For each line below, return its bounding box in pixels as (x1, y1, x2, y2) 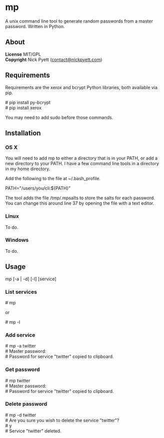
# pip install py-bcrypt (5, 99, 51, 105)
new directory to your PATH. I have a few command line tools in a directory (5, 161, 159, 167)
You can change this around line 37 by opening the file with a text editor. (5, 200, 154, 206)
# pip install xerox (5, 105, 41, 111)
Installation (5, 129, 41, 137)
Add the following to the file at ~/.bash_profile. (5, 176, 101, 182)
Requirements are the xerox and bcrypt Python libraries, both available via (5, 84, 157, 90)
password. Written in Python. (5, 23, 65, 29)
